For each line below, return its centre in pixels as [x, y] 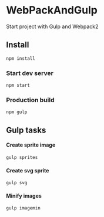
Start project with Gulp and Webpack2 [52, 26]
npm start [18, 86]
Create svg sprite [28, 170]
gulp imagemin [24, 208]
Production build [30, 100]
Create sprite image [31, 145]
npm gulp [17, 112]
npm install [21, 58]
